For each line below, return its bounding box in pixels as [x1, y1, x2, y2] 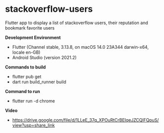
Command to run [5, 88, 40, 94]
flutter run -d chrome [12, 98, 55, 104]
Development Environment [5, 34, 61, 40]
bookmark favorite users [5, 25, 55, 31]
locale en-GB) [12, 49, 41, 55]
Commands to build [5, 64, 46, 70]
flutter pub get [12, 73, 42, 79]
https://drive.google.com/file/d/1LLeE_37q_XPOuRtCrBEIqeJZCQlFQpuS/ [12, 117, 159, 123]
